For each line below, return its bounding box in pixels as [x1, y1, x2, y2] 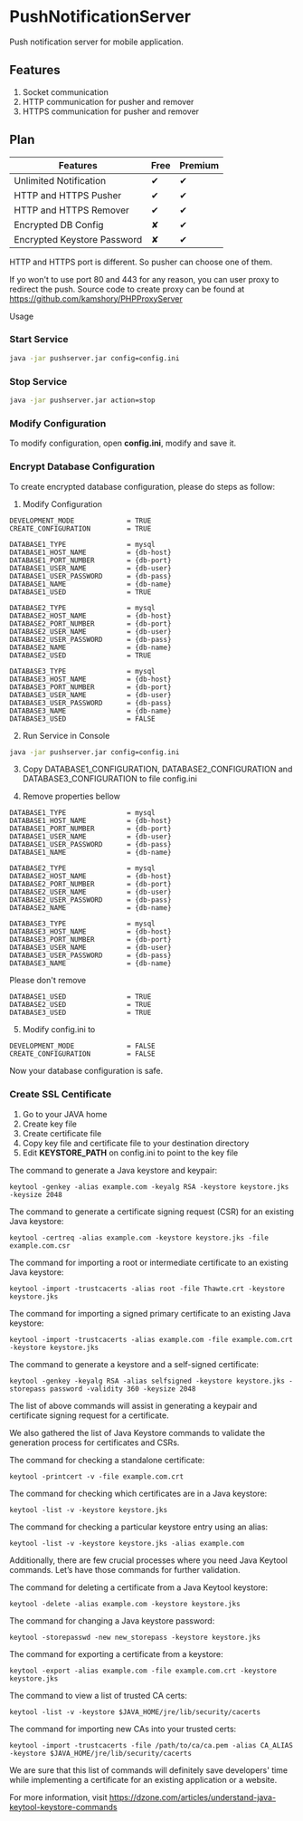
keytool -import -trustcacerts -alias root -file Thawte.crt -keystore [9, 1284, 285, 1293]
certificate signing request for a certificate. [9, 1410, 169, 1421]
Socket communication [22, 86, 109, 97]
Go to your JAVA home [22, 1108, 108, 1119]
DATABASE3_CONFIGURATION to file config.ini [22, 773, 197, 784]
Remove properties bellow [22, 791, 120, 802]
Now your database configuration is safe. [9, 1066, 164, 1077]
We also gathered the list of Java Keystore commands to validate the [9, 1427, 265, 1438]
